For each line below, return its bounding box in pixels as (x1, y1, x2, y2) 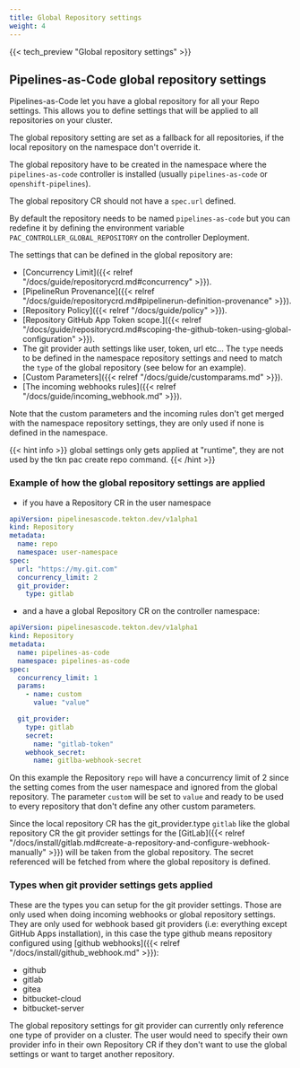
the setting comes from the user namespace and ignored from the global (9, 782, 278, 792)
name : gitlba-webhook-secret (32, 756, 142, 766)
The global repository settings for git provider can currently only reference (9, 1020, 284, 1030)
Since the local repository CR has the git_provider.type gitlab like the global (9, 819, 290, 829)
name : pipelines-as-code (17, 648, 110, 657)
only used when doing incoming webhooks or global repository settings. (9, 908, 276, 920)
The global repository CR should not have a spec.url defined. (9, 196, 236, 206)
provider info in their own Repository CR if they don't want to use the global (9, 1038, 287, 1050)
